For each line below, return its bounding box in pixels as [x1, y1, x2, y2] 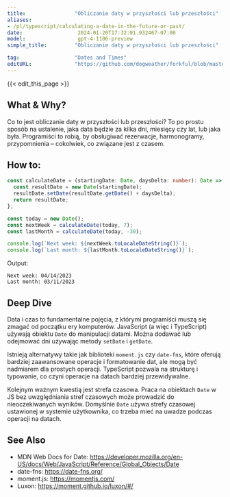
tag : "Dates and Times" [7, 54, 127, 62]
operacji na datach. [7, 414, 62, 422]
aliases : [7, 16, 32, 23]
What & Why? [7, 99, 66, 111]
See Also [7, 435, 46, 446]
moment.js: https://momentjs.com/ [16, 474, 115, 483]
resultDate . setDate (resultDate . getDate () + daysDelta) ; [13, 190, 176, 197]
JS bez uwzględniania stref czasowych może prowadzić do [7, 392, 175, 401]
